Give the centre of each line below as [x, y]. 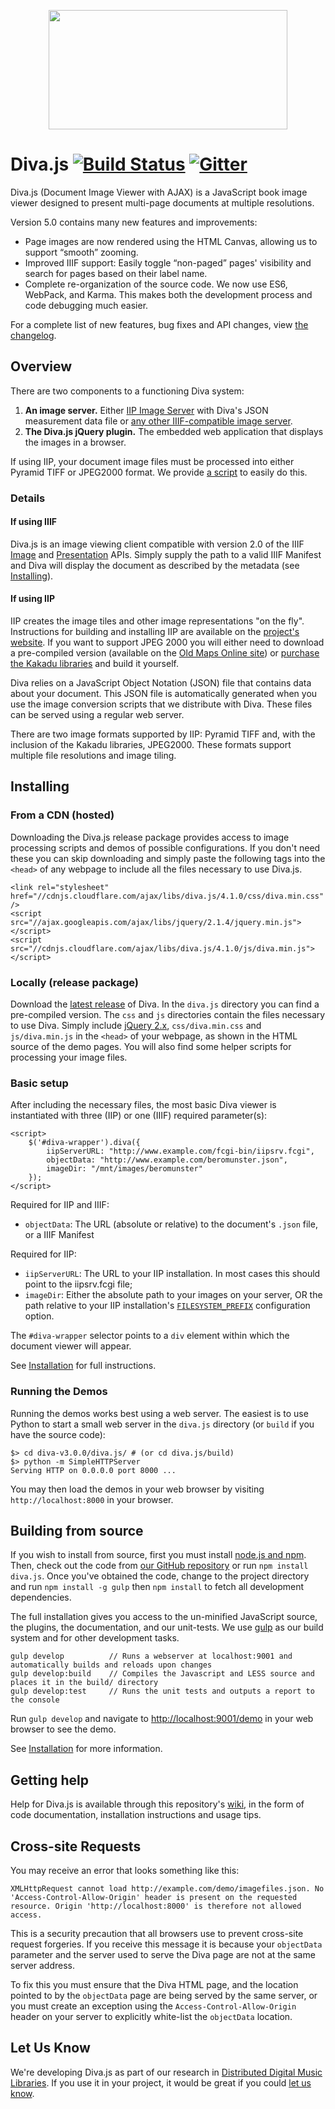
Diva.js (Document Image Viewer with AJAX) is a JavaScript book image [159, 192]
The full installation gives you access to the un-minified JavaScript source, [164, 1617]
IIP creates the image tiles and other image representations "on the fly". [157, 621]
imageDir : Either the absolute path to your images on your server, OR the [173, 1295]
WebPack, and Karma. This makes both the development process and [168, 294]
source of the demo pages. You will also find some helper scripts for [151, 1047]
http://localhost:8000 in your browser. [92, 1499]
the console [35, 1700]
